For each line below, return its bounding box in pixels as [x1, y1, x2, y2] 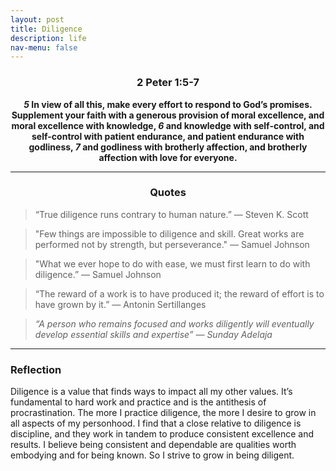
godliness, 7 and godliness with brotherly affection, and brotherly [28, 141, 308, 153]
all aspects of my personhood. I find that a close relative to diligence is [10, 417, 302, 430]
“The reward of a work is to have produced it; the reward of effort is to [34, 287, 325, 300]
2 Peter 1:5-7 [136, 76, 200, 90]
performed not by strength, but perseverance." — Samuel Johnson [34, 238, 310, 250]
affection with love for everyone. [98, 151, 238, 163]
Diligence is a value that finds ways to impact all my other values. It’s [10, 386, 293, 398]
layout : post [10, 14, 65, 25]
